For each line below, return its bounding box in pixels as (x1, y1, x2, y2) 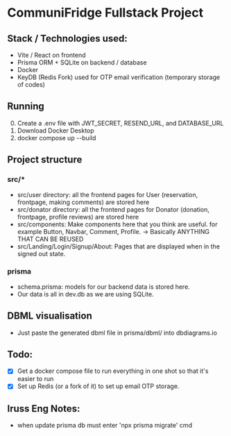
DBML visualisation (7, 310, 92, 322)
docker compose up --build (17, 133, 96, 142)
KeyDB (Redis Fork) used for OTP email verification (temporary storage (17, 73, 221, 81)
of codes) (17, 81, 45, 88)
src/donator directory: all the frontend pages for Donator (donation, (17, 205, 209, 213)
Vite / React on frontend (17, 51, 86, 59)
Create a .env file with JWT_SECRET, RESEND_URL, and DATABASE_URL (17, 119, 224, 127)
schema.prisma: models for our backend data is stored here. (17, 283, 191, 291)
